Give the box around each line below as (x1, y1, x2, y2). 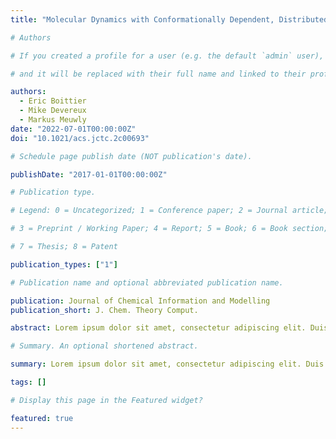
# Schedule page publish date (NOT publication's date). (10, 151, 253, 161)
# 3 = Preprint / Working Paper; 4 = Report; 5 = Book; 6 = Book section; (10, 224, 329, 234)
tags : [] (10, 377, 47, 387)
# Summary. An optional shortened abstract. (10, 341, 199, 351)
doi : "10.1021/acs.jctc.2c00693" (10, 133, 150, 143)
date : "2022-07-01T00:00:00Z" (10, 124, 137, 134)
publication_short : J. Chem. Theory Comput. (10, 305, 199, 315)
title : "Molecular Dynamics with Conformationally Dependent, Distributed (10, 14, 329, 25)
